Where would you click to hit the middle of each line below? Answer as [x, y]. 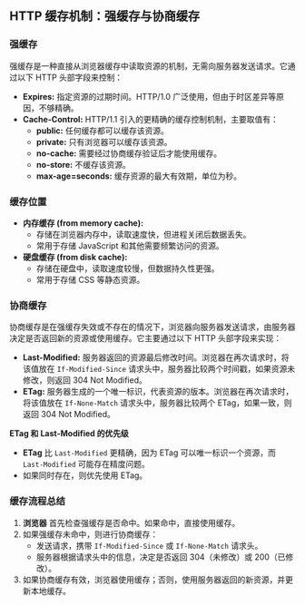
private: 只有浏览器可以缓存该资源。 [104, 141]
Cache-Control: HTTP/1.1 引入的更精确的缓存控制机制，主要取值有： [150, 119]
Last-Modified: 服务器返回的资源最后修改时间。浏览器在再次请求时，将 [156, 357]
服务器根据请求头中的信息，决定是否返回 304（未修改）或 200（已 [161, 557]
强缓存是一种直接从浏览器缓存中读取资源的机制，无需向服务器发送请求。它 [148, 65]
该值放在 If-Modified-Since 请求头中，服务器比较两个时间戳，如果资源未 [159, 369]
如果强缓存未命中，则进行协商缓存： [90, 534]
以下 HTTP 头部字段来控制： [70, 77]
